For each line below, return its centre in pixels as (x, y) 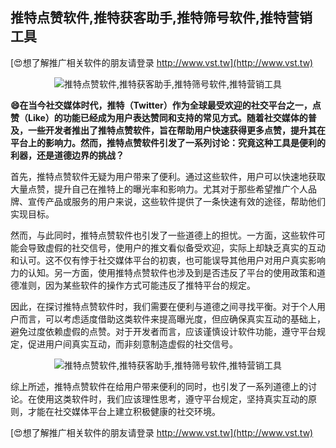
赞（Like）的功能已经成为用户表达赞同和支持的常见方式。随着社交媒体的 (159, 117)
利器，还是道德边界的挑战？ (67, 155)
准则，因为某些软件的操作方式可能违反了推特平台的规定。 (137, 285)
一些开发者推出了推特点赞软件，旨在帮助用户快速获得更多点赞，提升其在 (176, 130)
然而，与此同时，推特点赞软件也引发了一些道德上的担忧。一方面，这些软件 (163, 235)
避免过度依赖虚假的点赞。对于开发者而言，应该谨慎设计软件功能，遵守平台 (163, 331)
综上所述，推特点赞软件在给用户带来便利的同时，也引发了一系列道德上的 (159, 386)
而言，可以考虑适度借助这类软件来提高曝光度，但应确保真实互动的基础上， (172, 319)
